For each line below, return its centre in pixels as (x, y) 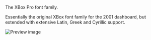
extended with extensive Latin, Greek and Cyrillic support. (65, 22)
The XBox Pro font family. (32, 7)
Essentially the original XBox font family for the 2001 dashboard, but (76, 17)
